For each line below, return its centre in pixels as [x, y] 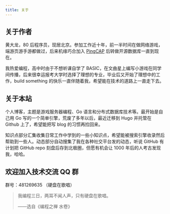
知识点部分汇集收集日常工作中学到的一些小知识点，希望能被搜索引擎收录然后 [85, 135]
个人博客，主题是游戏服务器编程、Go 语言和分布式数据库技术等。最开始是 [82, 112]
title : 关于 [17, 10]
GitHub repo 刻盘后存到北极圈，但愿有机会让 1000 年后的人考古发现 [90, 148]
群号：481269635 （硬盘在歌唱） [40, 185]
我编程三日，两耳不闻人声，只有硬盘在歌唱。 [64, 196]
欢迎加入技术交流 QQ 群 [42, 172]
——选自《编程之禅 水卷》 [45, 206]
